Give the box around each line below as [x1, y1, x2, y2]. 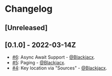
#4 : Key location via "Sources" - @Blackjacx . [12, 65, 107, 71]
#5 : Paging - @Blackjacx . [12, 60, 66, 66]
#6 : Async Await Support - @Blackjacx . [12, 54, 95, 60]
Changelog [5, 3, 53, 15]
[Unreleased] [5, 23, 48, 32]
